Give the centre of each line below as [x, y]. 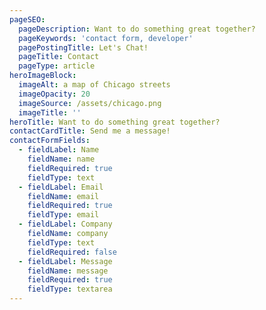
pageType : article [57, 66]
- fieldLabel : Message [65, 261]
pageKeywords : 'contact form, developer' [106, 38]
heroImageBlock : [43, 76]
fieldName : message [68, 271]
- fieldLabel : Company [65, 224]
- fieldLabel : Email [61, 187]
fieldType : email [63, 215]
